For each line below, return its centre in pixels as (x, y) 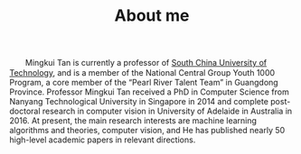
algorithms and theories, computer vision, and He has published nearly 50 (147, 131)
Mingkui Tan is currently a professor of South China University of (146, 63)
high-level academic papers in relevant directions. (103, 140)
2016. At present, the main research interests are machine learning (133, 121)
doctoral (25, 111)
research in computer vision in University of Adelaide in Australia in (167, 111)
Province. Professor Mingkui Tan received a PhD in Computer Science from (149, 92)
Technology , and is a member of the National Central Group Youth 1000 (142, 73)
